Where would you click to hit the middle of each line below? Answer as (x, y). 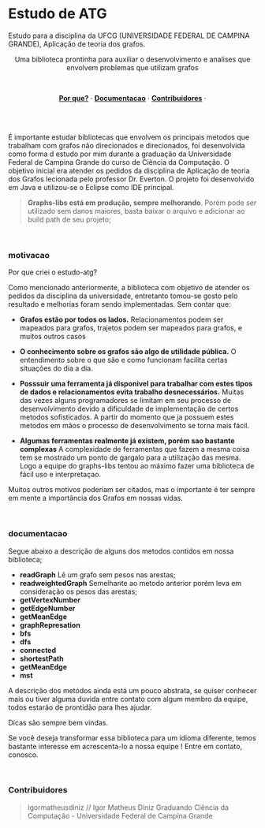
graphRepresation (50, 625)
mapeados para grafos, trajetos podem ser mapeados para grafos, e (131, 328)
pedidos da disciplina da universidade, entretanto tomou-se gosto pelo (123, 296)
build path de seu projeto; (69, 219)
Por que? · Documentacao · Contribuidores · (132, 98)
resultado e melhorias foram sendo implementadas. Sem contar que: (119, 304)
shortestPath (42, 658)
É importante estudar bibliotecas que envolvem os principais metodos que (129, 137)
